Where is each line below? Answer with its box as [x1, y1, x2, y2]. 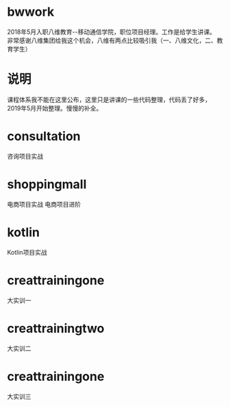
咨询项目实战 [7, 152, 43, 160]
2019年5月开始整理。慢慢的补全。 [7, 104, 103, 112]
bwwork [7, 4, 55, 20]
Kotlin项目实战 [7, 248, 47, 256]
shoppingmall [7, 176, 87, 192]
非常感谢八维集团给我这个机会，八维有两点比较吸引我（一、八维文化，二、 [7, 36, 217, 45]
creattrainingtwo [7, 321, 105, 336]
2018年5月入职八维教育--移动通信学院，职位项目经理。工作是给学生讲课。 [7, 27, 216, 36]
